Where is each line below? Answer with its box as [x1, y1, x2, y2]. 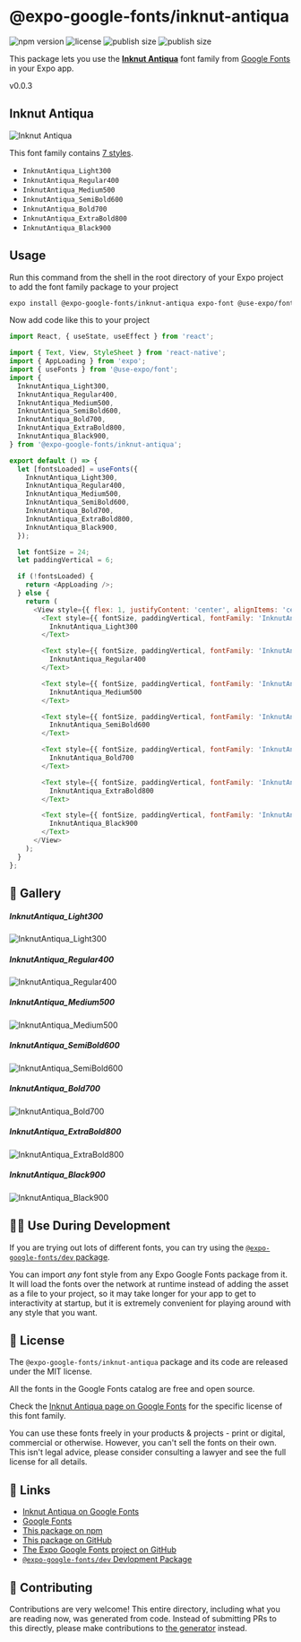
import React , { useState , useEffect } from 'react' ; [9, 332, 215, 342]
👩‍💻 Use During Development [9, 1218, 171, 1234]
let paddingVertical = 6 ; [17, 556, 115, 565]
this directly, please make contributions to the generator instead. [9, 1622, 248, 1633]
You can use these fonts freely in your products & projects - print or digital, [9, 1428, 286, 1438]
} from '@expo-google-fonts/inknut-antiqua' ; [9, 439, 182, 449]
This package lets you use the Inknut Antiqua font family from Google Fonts [9, 53, 291, 64]
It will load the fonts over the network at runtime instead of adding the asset [9, 1278, 289, 1289]
